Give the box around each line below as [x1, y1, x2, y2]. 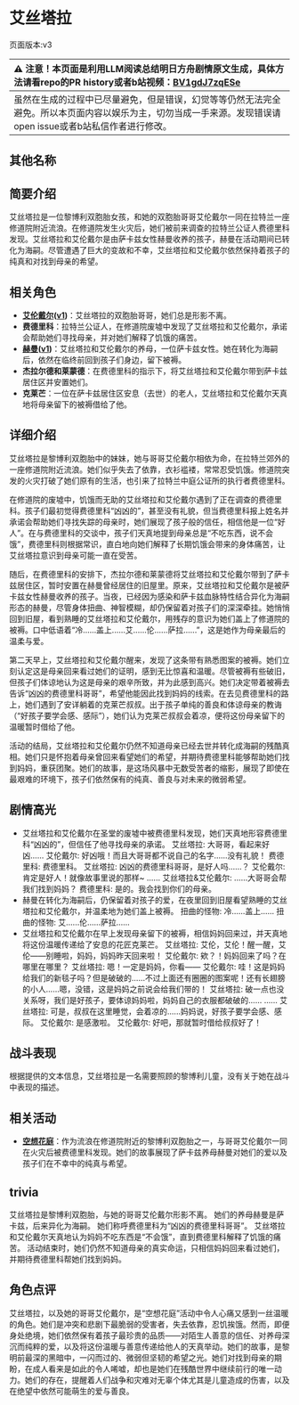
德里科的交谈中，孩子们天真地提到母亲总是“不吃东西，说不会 [52, 527, 274, 538]
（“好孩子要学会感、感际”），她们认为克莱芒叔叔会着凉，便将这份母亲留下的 [9, 710, 286, 721]
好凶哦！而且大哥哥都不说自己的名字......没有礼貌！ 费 [81, 850, 278, 861]
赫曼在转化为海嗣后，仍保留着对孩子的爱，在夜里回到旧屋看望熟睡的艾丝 [21, 894, 287, 905]
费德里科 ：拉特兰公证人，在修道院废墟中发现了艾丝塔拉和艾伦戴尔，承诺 [21, 321, 287, 331]
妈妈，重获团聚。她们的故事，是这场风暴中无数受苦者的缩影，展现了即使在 [16, 763, 290, 773]
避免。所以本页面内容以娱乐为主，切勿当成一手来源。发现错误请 [13, 106, 282, 118]
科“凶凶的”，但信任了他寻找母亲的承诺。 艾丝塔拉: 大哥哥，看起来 [21, 838, 263, 849]
